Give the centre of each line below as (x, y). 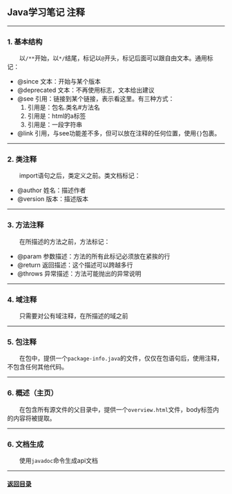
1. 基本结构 (25, 41)
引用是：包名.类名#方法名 (64, 107)
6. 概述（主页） (33, 393)
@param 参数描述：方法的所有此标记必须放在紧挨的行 (94, 256)
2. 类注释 (22, 160)
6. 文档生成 (26, 444)
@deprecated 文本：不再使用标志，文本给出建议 (86, 90)
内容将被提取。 (34, 418)
